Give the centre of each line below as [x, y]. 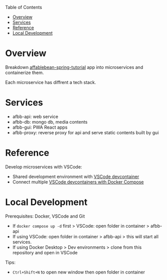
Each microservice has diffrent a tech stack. [51, 82]
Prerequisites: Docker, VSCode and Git [45, 216]
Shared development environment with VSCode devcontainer [76, 176]
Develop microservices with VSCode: [44, 167]
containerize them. [25, 72]
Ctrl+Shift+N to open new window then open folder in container [79, 272]
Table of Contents [24, 7]
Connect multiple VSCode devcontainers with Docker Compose [78, 182]
